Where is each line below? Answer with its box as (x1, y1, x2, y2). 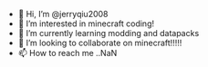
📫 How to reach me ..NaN (17, 48, 118, 58)
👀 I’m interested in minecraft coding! (17, 18, 155, 29)
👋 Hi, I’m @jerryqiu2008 (17, 9, 109, 19)
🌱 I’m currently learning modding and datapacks (17, 28, 200, 38)
